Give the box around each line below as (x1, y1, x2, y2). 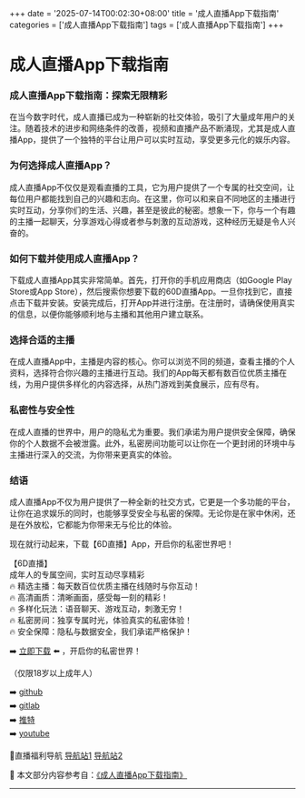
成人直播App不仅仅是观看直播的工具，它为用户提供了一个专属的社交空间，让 (9, 181, 295, 193)
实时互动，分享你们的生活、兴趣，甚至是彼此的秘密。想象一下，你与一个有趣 (9, 204, 296, 216)
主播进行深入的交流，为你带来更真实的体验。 (9, 449, 177, 460)
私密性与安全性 (9, 404, 75, 417)
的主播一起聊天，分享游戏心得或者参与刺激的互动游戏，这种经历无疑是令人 (9, 216, 288, 227)
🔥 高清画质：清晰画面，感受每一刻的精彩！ (9, 591, 170, 602)
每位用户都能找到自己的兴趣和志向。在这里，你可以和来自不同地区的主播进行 (9, 193, 296, 204)
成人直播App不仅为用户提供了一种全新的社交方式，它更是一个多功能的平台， (9, 496, 295, 507)
